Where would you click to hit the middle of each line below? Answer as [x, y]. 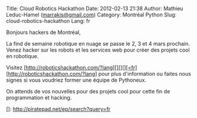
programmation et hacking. [39, 97]
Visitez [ [16, 68]
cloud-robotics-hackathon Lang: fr [48, 21]
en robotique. [22, 56]
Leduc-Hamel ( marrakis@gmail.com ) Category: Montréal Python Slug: [91, 15]
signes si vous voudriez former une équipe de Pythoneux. [76, 80]
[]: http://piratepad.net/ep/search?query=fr [58, 109]
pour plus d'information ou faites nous [145, 74]
